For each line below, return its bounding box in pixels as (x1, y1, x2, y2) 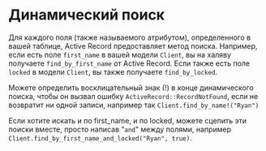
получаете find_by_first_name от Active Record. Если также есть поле (8, 58, 251, 68)
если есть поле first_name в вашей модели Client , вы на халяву (8, 50, 232, 59)
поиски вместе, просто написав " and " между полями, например (8, 124, 231, 134)
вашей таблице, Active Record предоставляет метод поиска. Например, (8, 41, 258, 50)
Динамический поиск (8, 6, 165, 24)
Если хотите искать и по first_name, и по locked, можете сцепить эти (8, 115, 247, 125)
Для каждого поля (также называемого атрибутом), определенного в (8, 32, 251, 42)
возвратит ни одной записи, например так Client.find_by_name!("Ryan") (8, 100, 260, 110)
